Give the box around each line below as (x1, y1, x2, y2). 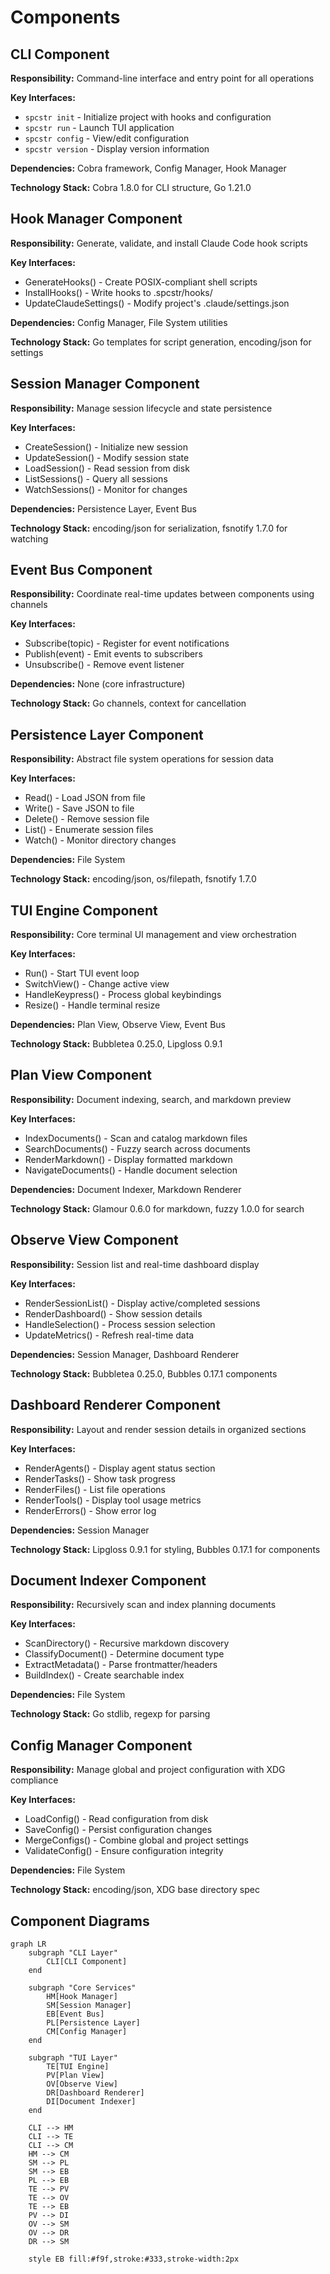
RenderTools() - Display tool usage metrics (24, 1494, 202, 1506)
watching (10, 532, 49, 545)
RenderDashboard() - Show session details (24, 1307, 203, 1320)
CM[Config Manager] (46, 2026, 128, 2036)
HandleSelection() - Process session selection (24, 1318, 216, 1330)
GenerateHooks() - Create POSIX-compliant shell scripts (24, 276, 258, 288)
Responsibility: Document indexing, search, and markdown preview (10, 1093, 292, 1105)
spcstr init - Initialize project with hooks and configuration (24, 111, 272, 123)
